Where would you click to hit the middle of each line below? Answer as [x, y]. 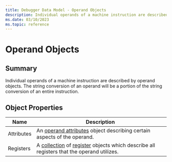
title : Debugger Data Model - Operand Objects [56, 10]
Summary [21, 68]
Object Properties [34, 108]
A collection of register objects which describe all [96, 145]
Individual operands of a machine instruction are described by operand [80, 81]
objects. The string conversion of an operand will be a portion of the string [84, 86]
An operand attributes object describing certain [93, 131]
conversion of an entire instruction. [42, 91]
